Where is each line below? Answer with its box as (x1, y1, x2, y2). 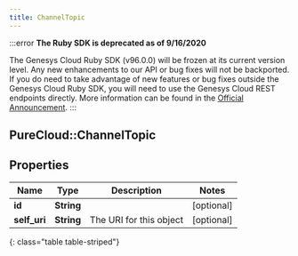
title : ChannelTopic (9, 12, 86, 22)
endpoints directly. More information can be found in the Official (9, 92, 245, 103)
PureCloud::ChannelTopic (9, 128, 157, 143)
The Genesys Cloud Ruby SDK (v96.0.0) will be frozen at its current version (9, 54, 286, 65)
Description (110, 184, 162, 196)
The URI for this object (89, 213, 184, 226)
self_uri (13, 213, 46, 226)
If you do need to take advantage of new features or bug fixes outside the (9, 73, 279, 84)
